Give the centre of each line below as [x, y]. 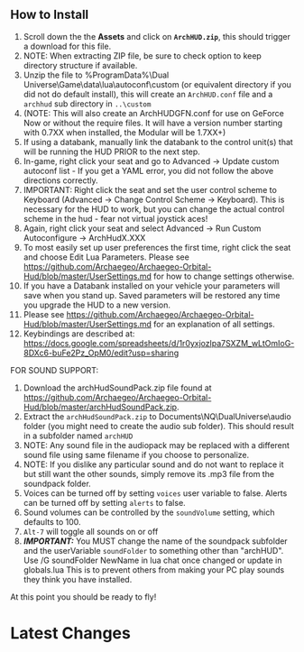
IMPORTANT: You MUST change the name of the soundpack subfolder [155, 541]
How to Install [50, 15]
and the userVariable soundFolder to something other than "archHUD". [153, 550]
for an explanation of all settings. [214, 324]
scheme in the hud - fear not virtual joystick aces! [115, 218]
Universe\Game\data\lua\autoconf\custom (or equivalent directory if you [157, 84]
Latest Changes [71, 633]
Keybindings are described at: [79, 334]
